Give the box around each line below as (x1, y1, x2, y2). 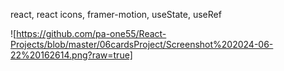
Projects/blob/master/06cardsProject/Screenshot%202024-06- (10, 39, 274, 50)
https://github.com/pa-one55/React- (16, 28, 167, 39)
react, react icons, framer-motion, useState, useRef (10, 9, 222, 20)
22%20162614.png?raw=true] (10, 49, 133, 61)
